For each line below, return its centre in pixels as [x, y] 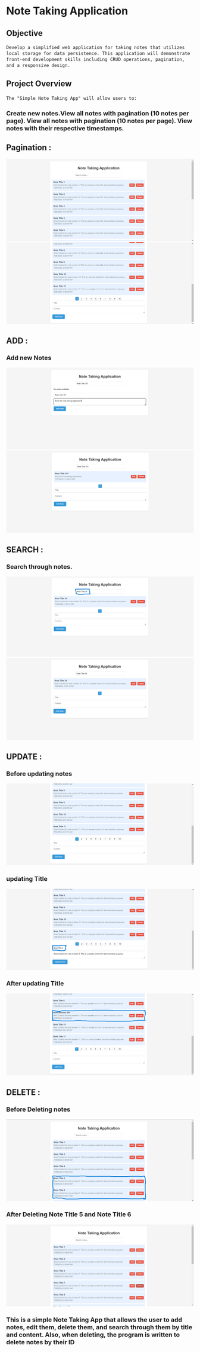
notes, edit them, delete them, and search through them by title [99, 1327]
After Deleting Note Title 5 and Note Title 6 [69, 1214]
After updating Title [35, 984]
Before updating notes [39, 774]
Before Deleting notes [38, 1109]
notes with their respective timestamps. [65, 128]
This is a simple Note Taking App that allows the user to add [94, 1320]
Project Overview [39, 84]
